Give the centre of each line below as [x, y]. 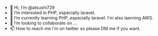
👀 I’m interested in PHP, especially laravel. [53, 13]
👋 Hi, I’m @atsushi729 [32, 8]
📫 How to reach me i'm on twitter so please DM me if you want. [75, 28]
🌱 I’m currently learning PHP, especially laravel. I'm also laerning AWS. [81, 18]
